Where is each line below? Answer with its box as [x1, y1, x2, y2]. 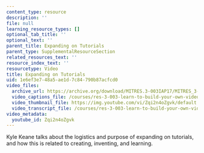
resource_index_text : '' [6, 60, 69, 66]
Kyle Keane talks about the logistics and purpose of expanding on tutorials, [6, 133, 194, 141]
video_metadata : [6, 111, 47, 117]
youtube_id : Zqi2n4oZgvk [12, 116, 75, 123]
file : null [6, 20, 34, 26]
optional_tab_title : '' [6, 32, 67, 38]
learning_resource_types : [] [6, 26, 80, 32]
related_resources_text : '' [6, 54, 78, 60]
